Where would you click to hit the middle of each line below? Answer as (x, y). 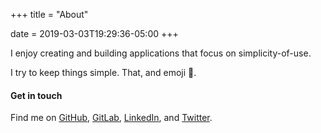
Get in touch (36, 95)
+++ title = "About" (49, 14)
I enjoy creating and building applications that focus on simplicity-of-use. (161, 53)
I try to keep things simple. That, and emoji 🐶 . (103, 72)
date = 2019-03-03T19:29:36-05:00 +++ (94, 33)
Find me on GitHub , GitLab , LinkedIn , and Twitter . (111, 118)
